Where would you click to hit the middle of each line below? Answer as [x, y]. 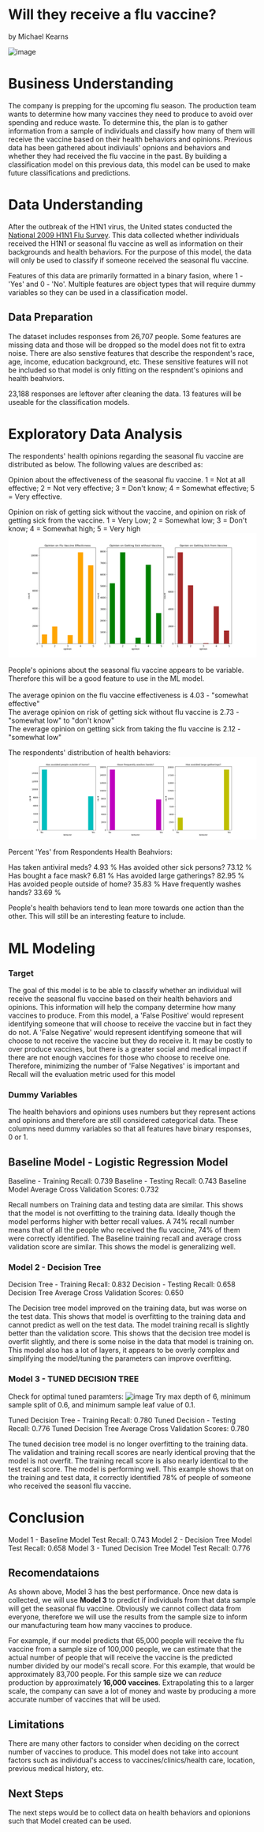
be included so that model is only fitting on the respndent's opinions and [126, 370]
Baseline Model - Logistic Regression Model [118, 1162]
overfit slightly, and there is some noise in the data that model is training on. [131, 1342]
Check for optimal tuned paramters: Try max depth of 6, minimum [129, 1396]
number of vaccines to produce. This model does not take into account [123, 1752]
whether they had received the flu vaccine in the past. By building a [117, 156]
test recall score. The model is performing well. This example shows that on [131, 1469]
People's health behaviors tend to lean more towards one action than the [126, 908]
